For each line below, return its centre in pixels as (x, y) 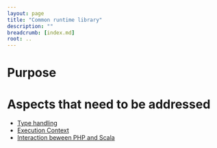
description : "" (30, 26)
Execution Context (43, 130)
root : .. (20, 39)
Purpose (32, 73)
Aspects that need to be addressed (109, 104)
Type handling (37, 123)
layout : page (26, 13)
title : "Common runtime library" (55, 20)
